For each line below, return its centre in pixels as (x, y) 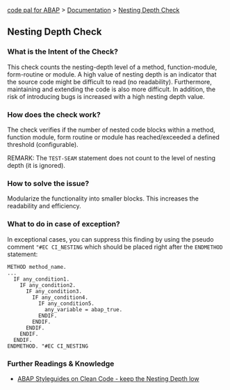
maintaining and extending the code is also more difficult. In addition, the (112, 89)
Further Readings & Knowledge (61, 364)
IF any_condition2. (48, 285)
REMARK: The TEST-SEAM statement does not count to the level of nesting (112, 158)
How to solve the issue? (48, 183)
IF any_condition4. (60, 297)
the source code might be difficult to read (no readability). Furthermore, (109, 81)
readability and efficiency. (44, 206)
